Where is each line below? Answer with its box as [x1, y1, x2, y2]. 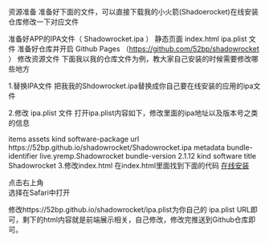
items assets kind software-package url [8, 135, 140, 143]
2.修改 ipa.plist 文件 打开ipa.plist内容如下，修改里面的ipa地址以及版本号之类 [8, 108, 259, 118]
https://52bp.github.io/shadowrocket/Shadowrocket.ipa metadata [8, 143, 226, 152]
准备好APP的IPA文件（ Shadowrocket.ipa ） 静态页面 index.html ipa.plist [8, 34, 247, 43]
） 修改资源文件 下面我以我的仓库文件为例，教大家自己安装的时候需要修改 [8, 54, 251, 63]
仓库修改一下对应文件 [8, 17, 79, 26]
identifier [8, 151, 39, 160]
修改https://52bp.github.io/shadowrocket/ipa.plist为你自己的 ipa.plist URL [8, 205, 251, 214]
